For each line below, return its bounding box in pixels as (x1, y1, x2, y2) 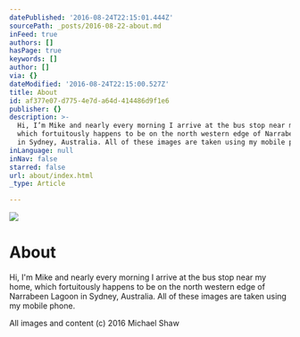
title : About (9, 88, 58, 97)
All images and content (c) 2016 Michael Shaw (9, 318, 180, 329)
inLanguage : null (9, 146, 74, 155)
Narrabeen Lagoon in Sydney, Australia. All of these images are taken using (9, 291, 287, 302)
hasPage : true (9, 46, 62, 55)
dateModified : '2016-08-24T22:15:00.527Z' (9, 80, 170, 88)
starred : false (9, 163, 66, 172)
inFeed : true (9, 29, 58, 38)
